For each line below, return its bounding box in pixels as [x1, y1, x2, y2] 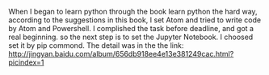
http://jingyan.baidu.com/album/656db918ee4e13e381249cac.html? [8, 49, 234, 58]
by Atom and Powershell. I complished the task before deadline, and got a [8, 24, 254, 33]
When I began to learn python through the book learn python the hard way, [8, 7, 258, 16]
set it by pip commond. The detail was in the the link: [8, 41, 184, 50]
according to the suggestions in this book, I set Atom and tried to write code [8, 15, 261, 25]
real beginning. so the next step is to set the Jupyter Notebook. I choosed [8, 32, 254, 41]
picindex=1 [8, 57, 44, 67]
